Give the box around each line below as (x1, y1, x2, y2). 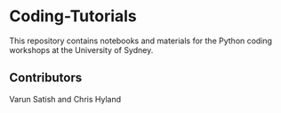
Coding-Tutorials (9, 6, 138, 26)
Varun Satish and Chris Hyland (9, 94, 122, 104)
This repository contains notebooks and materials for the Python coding (9, 35, 273, 46)
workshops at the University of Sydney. (9, 44, 154, 55)
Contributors (9, 71, 83, 86)
